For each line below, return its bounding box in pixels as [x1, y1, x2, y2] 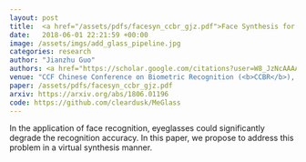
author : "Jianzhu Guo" [9, 56, 96, 65]
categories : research [9, 47, 92, 56]
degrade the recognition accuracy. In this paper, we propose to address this [9, 133, 294, 144]
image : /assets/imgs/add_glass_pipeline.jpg [9, 38, 181, 48]
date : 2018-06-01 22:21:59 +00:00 [9, 30, 148, 39]
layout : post [9, 13, 59, 23]
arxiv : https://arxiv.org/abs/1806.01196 [9, 89, 169, 98]
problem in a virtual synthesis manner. [9, 142, 153, 153]
